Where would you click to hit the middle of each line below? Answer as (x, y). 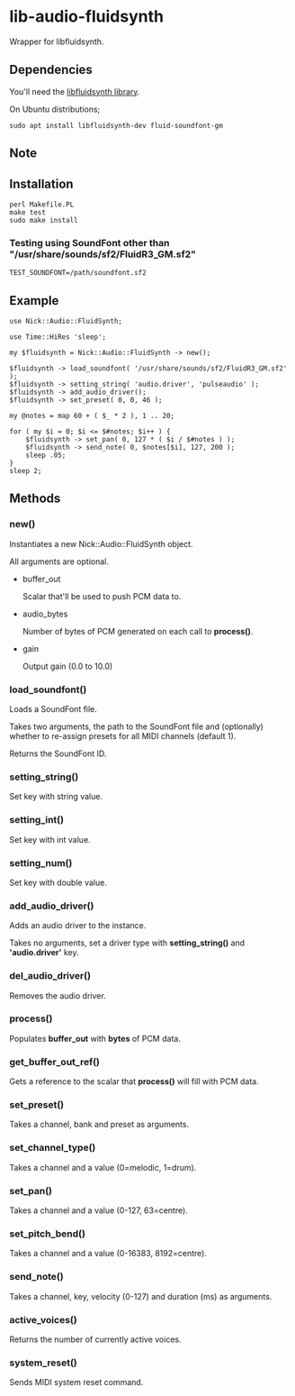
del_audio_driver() (50, 976)
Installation (41, 183)
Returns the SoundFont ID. (58, 753)
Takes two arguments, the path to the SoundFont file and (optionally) (136, 726)
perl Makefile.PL (42, 205)
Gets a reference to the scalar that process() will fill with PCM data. (134, 1081)
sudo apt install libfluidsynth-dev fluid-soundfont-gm (116, 125)
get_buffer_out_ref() (55, 1062)
